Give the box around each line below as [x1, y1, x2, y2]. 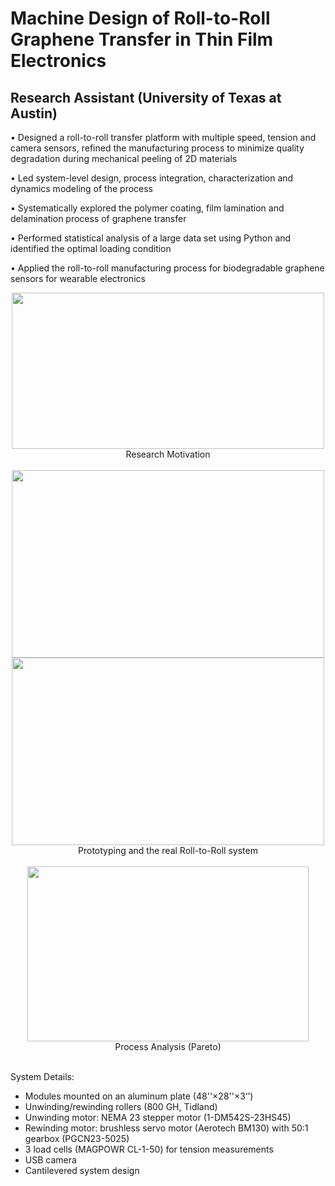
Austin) [10, 105, 58, 122]
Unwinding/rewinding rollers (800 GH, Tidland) [24, 1101, 218, 1112]
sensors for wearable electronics [10, 273, 146, 284]
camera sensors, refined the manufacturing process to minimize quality [10, 142, 305, 154]
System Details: [10, 1071, 75, 1082]
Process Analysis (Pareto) [114, 1041, 222, 1052]
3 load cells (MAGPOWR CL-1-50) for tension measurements [24, 1143, 274, 1155]
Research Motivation [125, 448, 211, 460]
